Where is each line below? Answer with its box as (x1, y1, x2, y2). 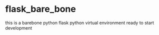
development (5, 25, 32, 31)
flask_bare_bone (5, 3, 76, 15)
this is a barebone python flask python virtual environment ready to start (5, 20, 154, 26)
